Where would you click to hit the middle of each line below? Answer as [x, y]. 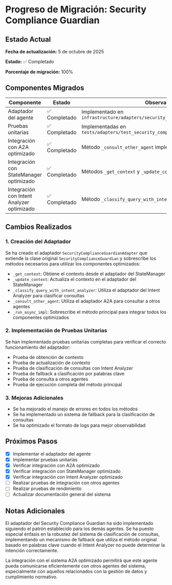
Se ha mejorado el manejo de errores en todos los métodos [75, 409]
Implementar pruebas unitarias [45, 459]
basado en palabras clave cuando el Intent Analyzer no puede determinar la [85, 545]
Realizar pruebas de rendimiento [47, 488]
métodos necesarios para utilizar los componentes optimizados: [73, 263]
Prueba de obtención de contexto [48, 357]
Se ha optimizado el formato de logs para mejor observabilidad [79, 425]
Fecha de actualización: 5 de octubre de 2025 [55, 52]
